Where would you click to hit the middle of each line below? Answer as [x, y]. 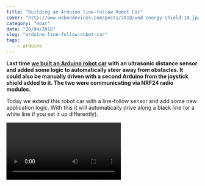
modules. [19, 89]
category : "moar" [28, 23]
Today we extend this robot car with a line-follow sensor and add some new [102, 101]
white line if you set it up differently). [52, 114]
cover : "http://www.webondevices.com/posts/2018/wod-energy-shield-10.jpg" [105, 18]
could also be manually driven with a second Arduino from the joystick [98, 76]
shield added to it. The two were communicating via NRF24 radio [90, 82]
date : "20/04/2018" [31, 29]
